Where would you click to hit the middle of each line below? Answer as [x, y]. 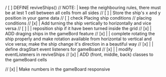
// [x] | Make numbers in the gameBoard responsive [58, 69]
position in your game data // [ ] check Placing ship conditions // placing [78, 18]
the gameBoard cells [26, 60]
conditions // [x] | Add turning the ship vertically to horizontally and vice [78, 23]
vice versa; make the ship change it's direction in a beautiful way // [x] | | [79, 44]
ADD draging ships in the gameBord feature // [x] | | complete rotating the [80, 34]
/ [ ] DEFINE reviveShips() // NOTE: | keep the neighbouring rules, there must [83, 8]
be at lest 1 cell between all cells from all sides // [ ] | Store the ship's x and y [83, 13]
